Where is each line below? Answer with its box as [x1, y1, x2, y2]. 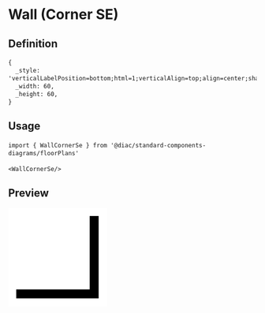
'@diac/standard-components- [110, 141, 207, 149]
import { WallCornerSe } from [8, 141, 108, 149]
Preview [8, 187, 50, 200]
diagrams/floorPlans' [8, 149, 80, 157]
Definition [8, 37, 58, 50]
